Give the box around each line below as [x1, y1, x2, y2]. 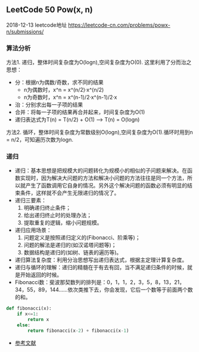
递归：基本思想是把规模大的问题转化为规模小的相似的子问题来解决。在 [14, 167, 188, 175]
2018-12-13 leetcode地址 [6, 21, 67, 29]
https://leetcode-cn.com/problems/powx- [68, 21, 171, 29]
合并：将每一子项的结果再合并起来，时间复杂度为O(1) [14, 108, 145, 116]
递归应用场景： [14, 226, 52, 234]
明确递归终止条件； [23, 204, 71, 211]
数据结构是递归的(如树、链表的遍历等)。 [23, 249, 122, 256]
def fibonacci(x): [6, 306, 52, 311]
